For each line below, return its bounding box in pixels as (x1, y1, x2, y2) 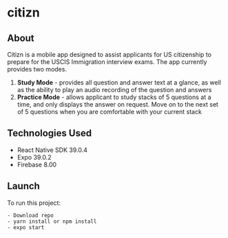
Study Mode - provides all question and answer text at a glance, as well (17, 78, 222, 87)
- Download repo (7, 212, 54, 219)
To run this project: (7, 198, 61, 207)
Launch (7, 180, 40, 192)
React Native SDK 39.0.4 (17, 146, 87, 154)
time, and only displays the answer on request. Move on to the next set (17, 100, 219, 108)
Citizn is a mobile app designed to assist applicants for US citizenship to (7, 50, 212, 58)
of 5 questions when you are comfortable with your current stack (17, 108, 202, 116)
